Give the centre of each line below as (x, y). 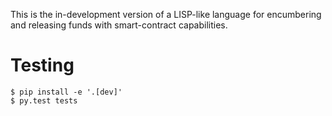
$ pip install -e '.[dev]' (66, 92)
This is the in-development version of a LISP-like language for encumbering (166, 14)
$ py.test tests (44, 100)
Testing (42, 65)
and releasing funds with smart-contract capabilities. (119, 25)
